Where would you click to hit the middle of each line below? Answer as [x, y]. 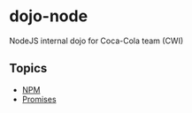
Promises [39, 99]
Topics [28, 68]
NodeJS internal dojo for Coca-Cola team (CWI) [96, 41]
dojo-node [49, 16]
